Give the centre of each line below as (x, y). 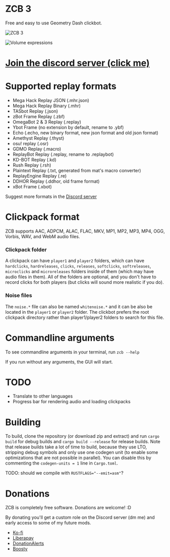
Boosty (20, 549)
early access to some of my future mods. (48, 523)
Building (23, 422)
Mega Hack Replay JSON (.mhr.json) (51, 101)
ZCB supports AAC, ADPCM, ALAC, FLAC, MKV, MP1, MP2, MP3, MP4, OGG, (85, 231)
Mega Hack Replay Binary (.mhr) (47, 106)
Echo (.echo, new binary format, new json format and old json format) (86, 133)
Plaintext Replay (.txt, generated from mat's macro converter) (77, 171)
